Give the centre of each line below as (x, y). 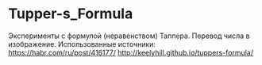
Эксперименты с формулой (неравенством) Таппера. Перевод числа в (129, 36)
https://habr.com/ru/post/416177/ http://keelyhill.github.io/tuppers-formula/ (131, 52)
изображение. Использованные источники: (82, 44)
